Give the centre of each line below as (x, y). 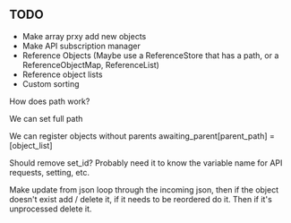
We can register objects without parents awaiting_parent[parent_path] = (142, 136)
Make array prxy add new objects (84, 36)
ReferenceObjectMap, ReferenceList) (90, 64)
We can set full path (46, 118)
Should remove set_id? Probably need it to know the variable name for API (146, 163)
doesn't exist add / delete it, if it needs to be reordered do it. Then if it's (141, 199)
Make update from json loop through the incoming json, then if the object (144, 189)
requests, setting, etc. (49, 172)
